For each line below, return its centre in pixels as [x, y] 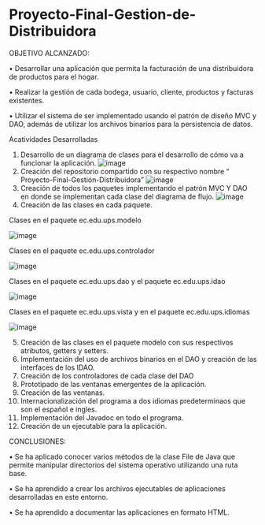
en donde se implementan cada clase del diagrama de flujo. [117, 196]
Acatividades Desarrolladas [53, 139]
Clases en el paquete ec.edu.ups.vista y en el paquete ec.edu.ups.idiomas [129, 311]
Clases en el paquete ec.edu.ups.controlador [82, 251]
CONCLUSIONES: [37, 441]
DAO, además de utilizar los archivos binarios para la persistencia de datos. [131, 124]
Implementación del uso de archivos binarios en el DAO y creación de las [138, 359]
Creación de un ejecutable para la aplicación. [94, 426]
